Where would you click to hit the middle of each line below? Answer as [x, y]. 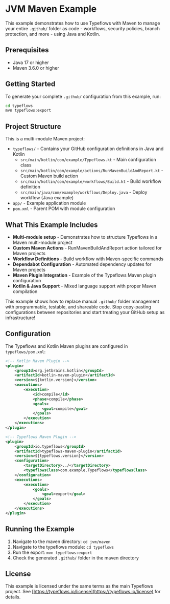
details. [13, 597]
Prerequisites [27, 50]
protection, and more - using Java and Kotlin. [53, 34]
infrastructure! [20, 318]
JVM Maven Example [51, 9]
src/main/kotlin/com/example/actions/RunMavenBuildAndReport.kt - [92, 171]
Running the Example [40, 529]
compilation [25, 291]
